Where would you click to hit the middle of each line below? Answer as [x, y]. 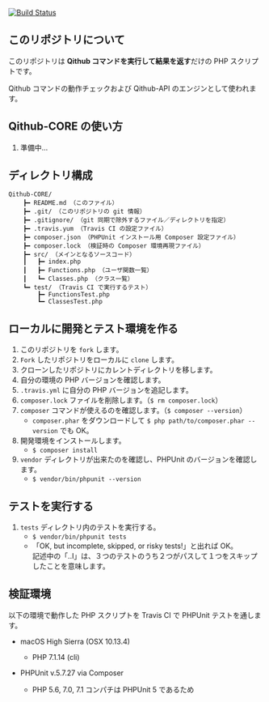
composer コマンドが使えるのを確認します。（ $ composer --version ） [133, 411]
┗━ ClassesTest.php [70, 302]
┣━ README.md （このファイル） [71, 203]
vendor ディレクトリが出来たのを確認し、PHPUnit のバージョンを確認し [139, 459]
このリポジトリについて [67, 40]
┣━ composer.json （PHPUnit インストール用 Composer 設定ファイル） [131, 238]
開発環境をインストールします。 [73, 440]
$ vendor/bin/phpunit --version [86, 479]
